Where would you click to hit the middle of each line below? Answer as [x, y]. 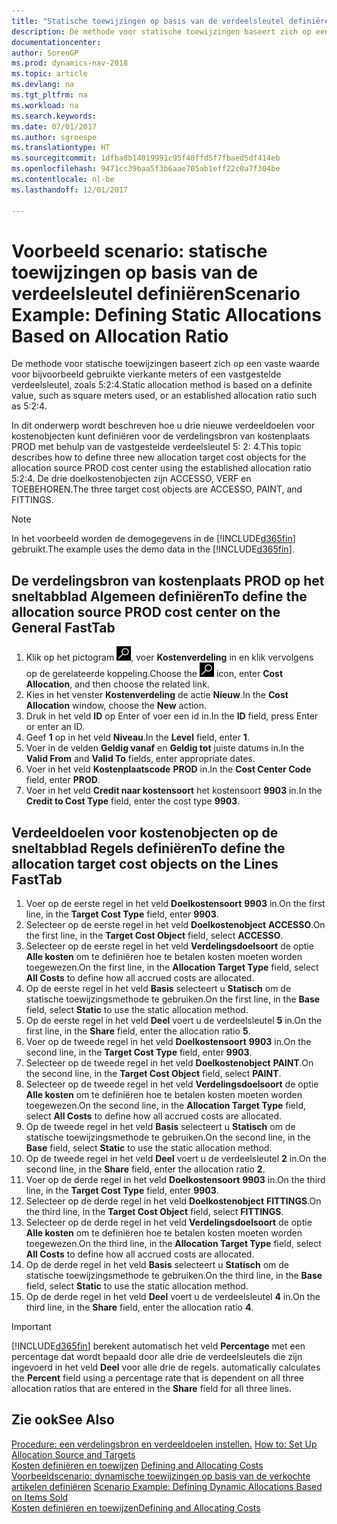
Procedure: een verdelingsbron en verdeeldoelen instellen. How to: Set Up [164, 1444]
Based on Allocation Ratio [120, 336]
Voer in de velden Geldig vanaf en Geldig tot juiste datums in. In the [165, 748]
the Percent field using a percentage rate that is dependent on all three [157, 1378]
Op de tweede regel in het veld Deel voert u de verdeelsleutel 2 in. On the [176, 1159]
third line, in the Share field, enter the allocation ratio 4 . [139, 1307]
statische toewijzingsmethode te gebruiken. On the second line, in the [168, 1137]
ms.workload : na [45, 105]
